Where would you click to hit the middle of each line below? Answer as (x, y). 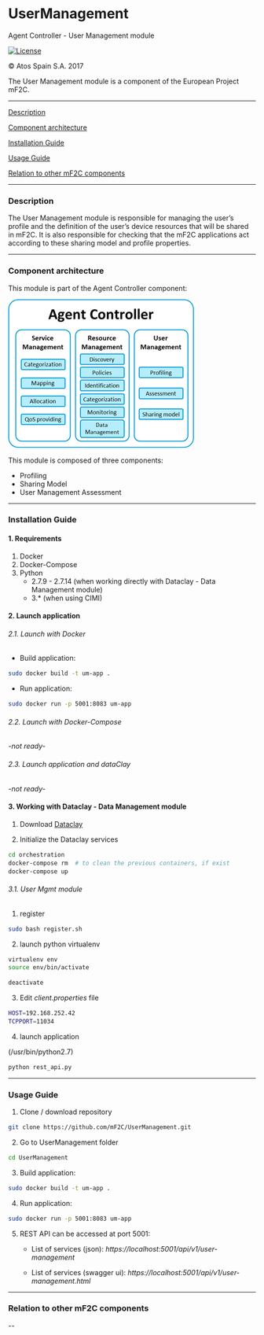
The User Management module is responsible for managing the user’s (121, 218)
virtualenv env (33, 959)
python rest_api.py (40, 1067)
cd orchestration (37, 854)
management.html (61, 1281)
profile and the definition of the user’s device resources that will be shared (128, 227)
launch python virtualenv (60, 944)
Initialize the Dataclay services (69, 839)
